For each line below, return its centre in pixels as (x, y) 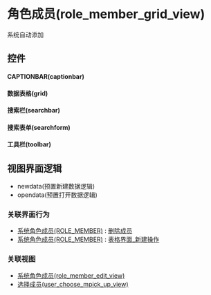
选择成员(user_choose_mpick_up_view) (73, 284)
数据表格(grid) (28, 93)
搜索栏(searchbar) (34, 111)
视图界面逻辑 (35, 168)
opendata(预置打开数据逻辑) (57, 195)
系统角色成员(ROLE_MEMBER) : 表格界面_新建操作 (88, 240)
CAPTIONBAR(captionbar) (46, 76)
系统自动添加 (25, 35)
